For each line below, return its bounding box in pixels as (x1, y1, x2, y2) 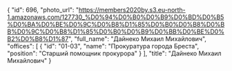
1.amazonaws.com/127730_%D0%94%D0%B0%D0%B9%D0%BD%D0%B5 (7, 13, 224, 21)
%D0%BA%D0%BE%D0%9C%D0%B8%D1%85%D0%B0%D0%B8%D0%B (7, 20, 225, 28)
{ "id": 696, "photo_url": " (7, 6, 79, 14)
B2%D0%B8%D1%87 (7, 35, 69, 43)
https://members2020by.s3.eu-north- (78, 6, 186, 14)
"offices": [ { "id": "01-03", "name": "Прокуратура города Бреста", (7, 42, 199, 50)
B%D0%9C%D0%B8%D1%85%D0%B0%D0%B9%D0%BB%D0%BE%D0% (7, 27, 224, 35)
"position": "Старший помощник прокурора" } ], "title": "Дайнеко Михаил (7, 49, 222, 57)
